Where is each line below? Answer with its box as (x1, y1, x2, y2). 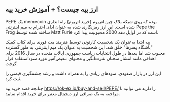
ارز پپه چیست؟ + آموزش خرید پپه (5, 5, 98, 14)
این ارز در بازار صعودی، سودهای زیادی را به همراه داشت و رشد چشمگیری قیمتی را (5, 70, 161, 76)
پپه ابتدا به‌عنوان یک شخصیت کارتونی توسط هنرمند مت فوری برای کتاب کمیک (5, 39, 151, 45)
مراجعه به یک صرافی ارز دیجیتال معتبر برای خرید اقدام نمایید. (5, 90, 120, 96)
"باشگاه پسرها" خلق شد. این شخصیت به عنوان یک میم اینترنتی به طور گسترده (5, 44, 153, 50)
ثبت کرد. (5, 75, 22, 81)
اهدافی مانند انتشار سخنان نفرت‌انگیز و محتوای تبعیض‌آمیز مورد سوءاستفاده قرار (5, 55, 156, 61)
